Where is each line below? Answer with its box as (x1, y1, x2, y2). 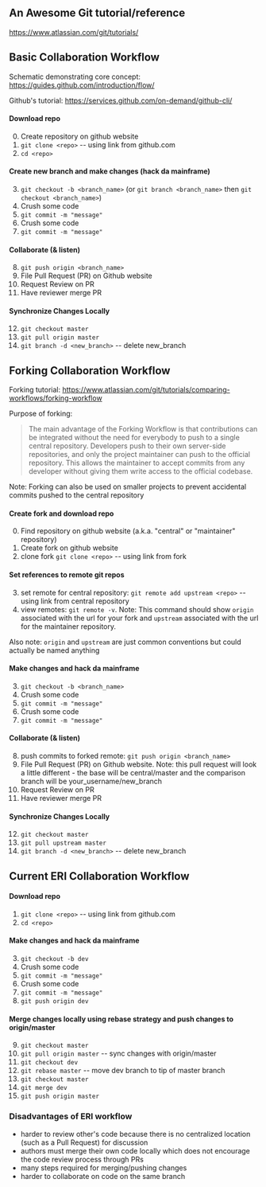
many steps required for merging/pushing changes (20, 1162, 187, 1173)
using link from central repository (20, 596, 129, 606)
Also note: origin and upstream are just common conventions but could (9, 637, 241, 646)
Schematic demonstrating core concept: (9, 72, 141, 81)
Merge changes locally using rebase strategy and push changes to (9, 1014, 233, 1024)
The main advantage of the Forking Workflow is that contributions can (28, 424, 258, 434)
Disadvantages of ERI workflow (9, 1111, 133, 1122)
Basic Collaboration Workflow (9, 51, 160, 64)
